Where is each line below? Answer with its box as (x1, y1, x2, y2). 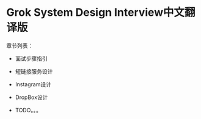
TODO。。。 (15, 106, 41, 114)
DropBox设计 (15, 93, 48, 101)
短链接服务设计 (15, 67, 53, 75)
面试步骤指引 (15, 55, 48, 62)
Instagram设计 (15, 80, 52, 88)
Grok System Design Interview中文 (6, 5, 185, 19)
